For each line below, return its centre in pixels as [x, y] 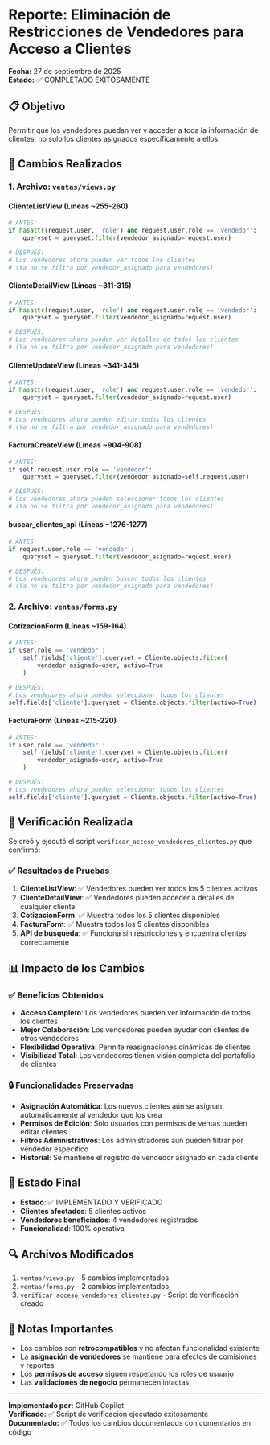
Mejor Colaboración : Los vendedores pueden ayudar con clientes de [135, 1030]
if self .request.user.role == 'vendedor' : [80, 469]
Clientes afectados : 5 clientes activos [83, 1211]
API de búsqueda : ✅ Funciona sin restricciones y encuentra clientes [133, 933]
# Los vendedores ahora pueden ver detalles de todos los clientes [124, 340]
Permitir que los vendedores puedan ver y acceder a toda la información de [133, 130]
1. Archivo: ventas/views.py [62, 187]
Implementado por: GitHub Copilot [66, 1406]
